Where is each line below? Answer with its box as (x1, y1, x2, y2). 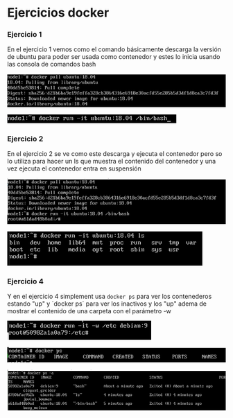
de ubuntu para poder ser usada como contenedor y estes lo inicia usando (7, 53, 221, 61)
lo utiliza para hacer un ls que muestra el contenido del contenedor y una (7, 157, 216, 166)
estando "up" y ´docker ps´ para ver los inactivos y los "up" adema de (7, 299, 207, 308)
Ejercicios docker (7, 5, 110, 21)
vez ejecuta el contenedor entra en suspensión (7, 164, 141, 173)
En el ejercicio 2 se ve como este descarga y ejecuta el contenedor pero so (7, 150, 223, 158)
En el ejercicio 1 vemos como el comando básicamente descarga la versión (7, 45, 222, 53)
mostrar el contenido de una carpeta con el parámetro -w (7, 307, 172, 315)
